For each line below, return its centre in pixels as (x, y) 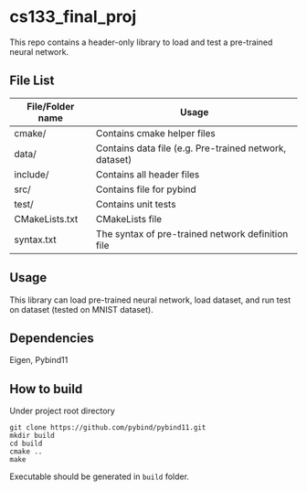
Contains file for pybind (146, 189)
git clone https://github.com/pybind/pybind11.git (108, 428)
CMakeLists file (129, 219)
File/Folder (51, 106)
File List (32, 81)
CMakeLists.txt (46, 219)
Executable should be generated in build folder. (100, 476)
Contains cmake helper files (156, 133)
